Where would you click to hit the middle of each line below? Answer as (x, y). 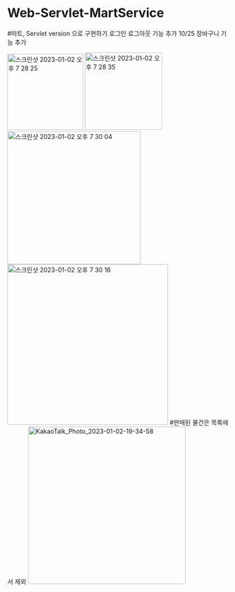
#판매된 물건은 (189, 422)
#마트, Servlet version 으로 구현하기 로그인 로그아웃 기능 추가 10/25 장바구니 (114, 33)
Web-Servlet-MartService (86, 13)
